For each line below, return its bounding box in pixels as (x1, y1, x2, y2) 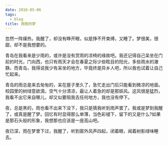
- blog (9, 16, 23, 21)
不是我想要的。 (18, 42, 49, 48)
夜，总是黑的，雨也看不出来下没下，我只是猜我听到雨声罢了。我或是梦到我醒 (5, 105, 163, 111)
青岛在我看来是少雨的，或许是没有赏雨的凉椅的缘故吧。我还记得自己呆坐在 (5, 52, 158, 58)
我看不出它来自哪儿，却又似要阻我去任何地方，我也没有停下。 (5, 94, 132, 100)
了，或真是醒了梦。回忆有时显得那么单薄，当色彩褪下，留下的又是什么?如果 (5, 111, 161, 117)
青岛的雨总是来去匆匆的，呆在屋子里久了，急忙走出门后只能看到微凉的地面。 (5, 82, 163, 88)
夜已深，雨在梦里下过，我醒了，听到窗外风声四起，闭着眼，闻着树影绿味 (5, 128, 154, 134)
